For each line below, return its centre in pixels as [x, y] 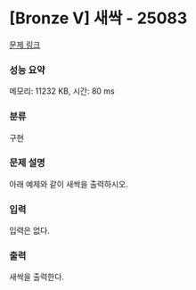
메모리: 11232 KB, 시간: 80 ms [62, 91]
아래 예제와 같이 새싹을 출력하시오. [69, 184]
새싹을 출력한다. [37, 277]
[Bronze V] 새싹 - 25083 [98, 18]
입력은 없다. [30, 231]
